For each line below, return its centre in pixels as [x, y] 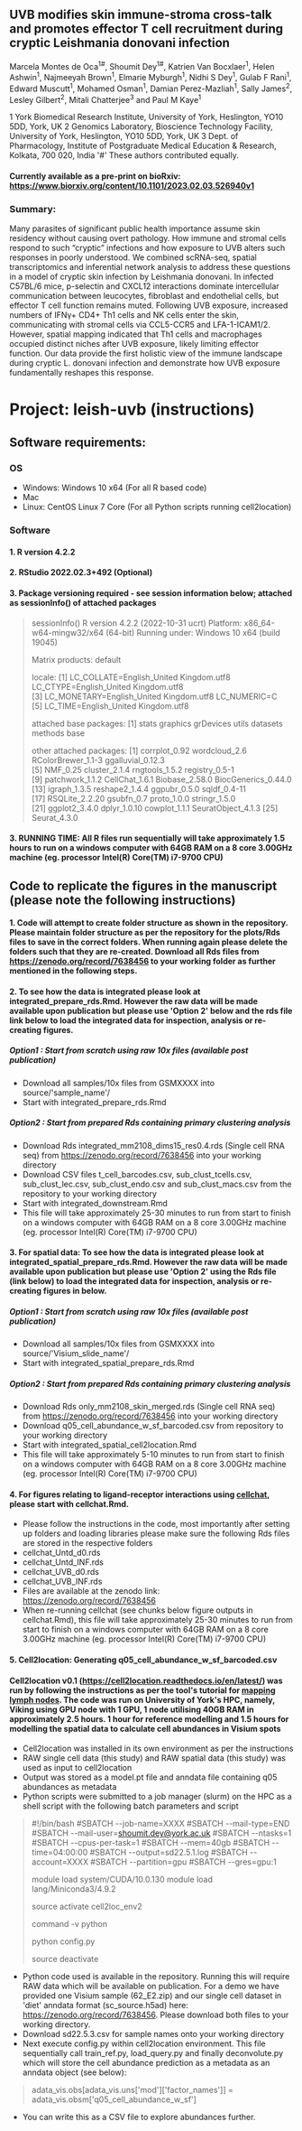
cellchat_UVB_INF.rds [62, 1582]
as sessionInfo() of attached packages [83, 602]
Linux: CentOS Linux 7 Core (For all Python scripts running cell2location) [157, 507]
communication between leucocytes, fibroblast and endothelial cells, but [144, 296]
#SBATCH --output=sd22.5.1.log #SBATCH [169, 1852]
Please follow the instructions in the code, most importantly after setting [156, 1524]
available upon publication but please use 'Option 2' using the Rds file [143, 1271]
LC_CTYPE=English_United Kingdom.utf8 [107, 686]
